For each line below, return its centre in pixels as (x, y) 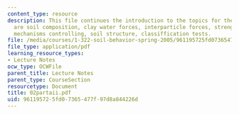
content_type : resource (43, 14)
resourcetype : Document (43, 86)
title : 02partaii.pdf (39, 93)
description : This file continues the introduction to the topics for (114, 21)
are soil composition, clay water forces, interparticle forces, (113, 27)
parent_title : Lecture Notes (51, 73)
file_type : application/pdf (49, 47)
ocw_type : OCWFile (34, 67)
